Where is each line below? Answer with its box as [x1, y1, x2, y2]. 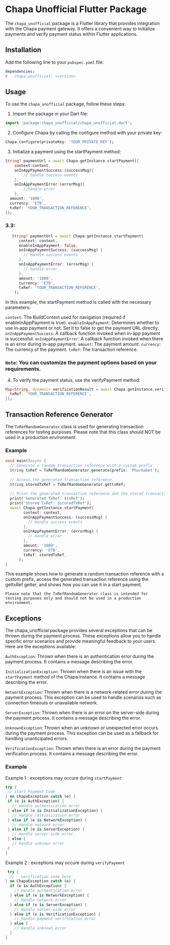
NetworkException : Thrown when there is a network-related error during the [5, 689, 162, 695]
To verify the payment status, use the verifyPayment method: [12, 377, 141, 383]
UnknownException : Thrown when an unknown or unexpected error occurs [5, 725, 158, 731]
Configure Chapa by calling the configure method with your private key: [12, 130, 162, 136]
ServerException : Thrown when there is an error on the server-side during [5, 709, 159, 716]
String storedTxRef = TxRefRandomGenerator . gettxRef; [10, 482, 125, 487]
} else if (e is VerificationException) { [10, 912, 101, 917]
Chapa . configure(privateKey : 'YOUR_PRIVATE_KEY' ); [5, 140, 114, 145]
